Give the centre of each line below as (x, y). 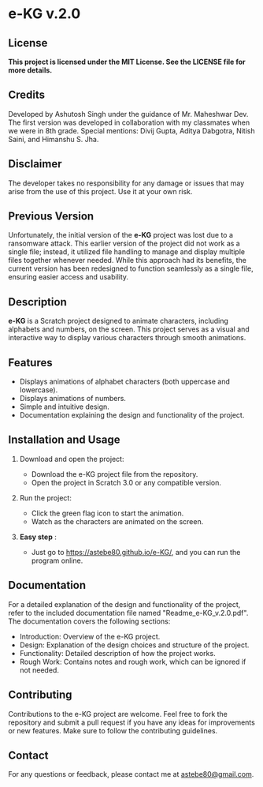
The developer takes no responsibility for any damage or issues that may (126, 183)
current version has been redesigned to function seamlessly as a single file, (131, 268)
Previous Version (51, 217)
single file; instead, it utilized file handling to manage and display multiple (127, 252)
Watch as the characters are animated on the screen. (117, 521)
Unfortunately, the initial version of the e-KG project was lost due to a (121, 235)
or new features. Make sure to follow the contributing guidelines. (113, 730)
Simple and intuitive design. (65, 407)
